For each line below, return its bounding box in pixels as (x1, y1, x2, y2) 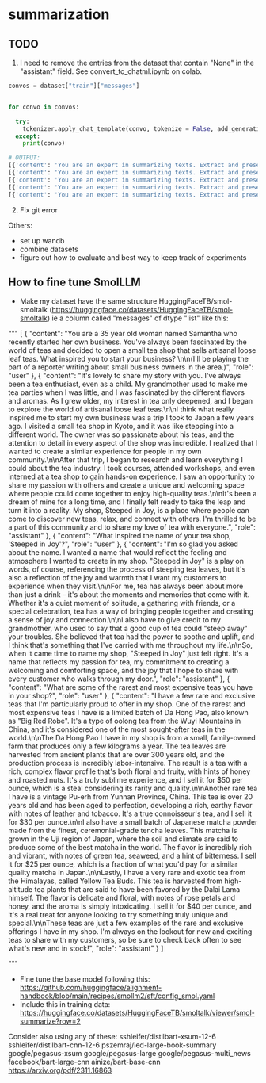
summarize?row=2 (19, 1016, 81, 1026)
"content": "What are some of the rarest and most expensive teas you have (8, 683, 253, 692)
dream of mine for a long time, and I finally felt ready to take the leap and (8, 497, 246, 507)
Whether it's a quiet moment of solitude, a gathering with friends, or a (8, 599, 236, 608)
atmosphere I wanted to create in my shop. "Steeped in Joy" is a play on (8, 557, 244, 566)
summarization (8, 6, 110, 24)
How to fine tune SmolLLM (8, 275, 141, 289)
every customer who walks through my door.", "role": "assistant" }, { (8, 674, 230, 683)
